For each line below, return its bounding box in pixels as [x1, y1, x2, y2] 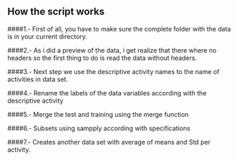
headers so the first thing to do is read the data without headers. [7, 53, 197, 62]
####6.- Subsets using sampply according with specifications [7, 124, 191, 133]
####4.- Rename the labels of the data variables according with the [7, 88, 207, 97]
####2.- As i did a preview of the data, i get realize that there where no [7, 46, 217, 54]
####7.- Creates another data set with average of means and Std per [7, 137, 211, 146]
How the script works [7, 6, 105, 18]
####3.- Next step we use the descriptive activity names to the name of [7, 67, 220, 76]
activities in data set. [7, 75, 69, 83]
